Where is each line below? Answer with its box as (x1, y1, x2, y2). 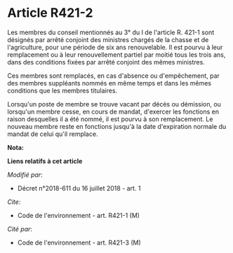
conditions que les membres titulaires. (7, 86, 118, 95)
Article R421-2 (7, 5, 93, 21)
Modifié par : (7, 170, 44, 179)
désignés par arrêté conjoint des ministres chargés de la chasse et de (7, 35, 209, 43)
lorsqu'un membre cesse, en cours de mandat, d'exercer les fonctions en (7, 107, 220, 116)
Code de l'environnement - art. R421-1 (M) (17, 211, 140, 219)
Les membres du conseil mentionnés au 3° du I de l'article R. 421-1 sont (7, 28, 215, 36)
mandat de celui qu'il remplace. (7, 130, 98, 138)
